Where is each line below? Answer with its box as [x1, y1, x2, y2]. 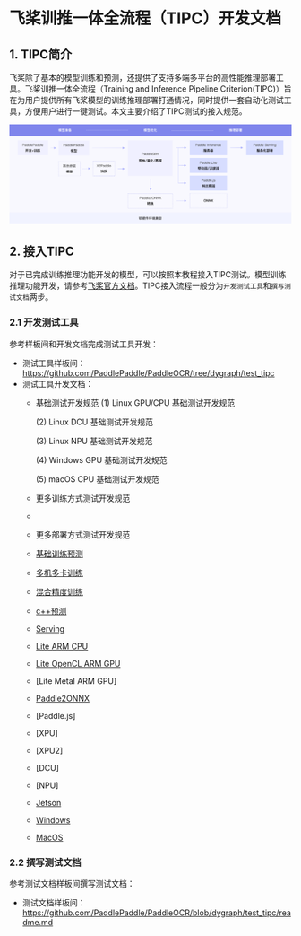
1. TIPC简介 [9, 47, 73, 62]
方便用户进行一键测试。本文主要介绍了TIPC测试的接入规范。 [24, 106, 247, 117]
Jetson [35, 797, 62, 808]
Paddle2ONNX [35, 693, 90, 704]
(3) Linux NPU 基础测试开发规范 [35, 435, 153, 446]
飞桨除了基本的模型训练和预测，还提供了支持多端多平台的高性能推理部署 [9, 73, 276, 83]
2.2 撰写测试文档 [9, 856, 82, 869]
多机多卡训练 [35, 567, 83, 578]
